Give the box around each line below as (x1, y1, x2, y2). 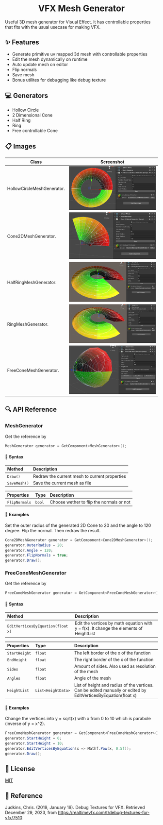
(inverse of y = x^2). (5, 721, 45, 726)
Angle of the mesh (74, 675, 111, 681)
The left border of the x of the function (74, 650, 151, 656)
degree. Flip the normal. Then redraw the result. (5, 527, 101, 533)
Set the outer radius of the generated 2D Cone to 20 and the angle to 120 (5, 522, 151, 528)
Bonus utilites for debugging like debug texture (12, 77, 106, 83)
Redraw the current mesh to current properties (33, 473, 126, 479)
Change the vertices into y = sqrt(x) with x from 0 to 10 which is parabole (5, 716, 151, 722)
